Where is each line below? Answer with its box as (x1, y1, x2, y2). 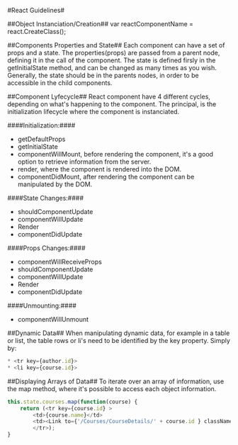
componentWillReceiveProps (17, 258, 103, 266)
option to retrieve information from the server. (17, 157, 152, 166)
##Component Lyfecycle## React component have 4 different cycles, (7, 92, 211, 101)
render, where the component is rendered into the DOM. (17, 165, 182, 173)
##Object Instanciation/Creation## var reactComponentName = (7, 20, 193, 28)
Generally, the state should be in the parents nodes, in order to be (7, 71, 200, 79)
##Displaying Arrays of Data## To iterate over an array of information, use (7, 377, 225, 385)
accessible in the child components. (7, 79, 113, 87)
